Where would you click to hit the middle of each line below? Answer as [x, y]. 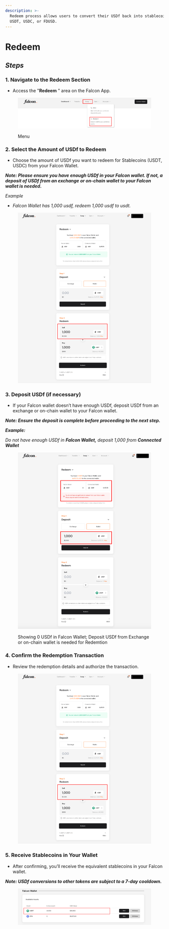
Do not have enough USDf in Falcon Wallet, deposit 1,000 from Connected [83, 440]
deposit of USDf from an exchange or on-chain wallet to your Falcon [78, 181]
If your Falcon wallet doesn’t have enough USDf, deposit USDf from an [86, 405]
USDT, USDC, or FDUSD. [33, 21]
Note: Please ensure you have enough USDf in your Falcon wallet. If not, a [84, 175]
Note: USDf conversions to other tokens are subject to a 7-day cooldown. [83, 881]
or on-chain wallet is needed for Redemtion [63, 642]
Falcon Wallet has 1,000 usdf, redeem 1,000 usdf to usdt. [71, 206]
